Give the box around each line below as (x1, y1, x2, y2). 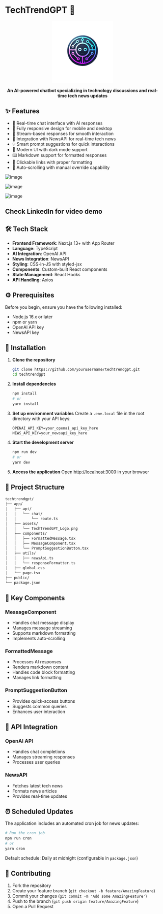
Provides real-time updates (12, 793, 67, 799)
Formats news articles (12, 788, 57, 794)
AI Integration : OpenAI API (12, 251, 67, 257)
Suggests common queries (12, 703, 67, 709)
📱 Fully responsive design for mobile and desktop (12, 125, 112, 131)
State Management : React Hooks (12, 271, 81, 277)
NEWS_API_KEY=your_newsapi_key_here (12, 430, 87, 435)
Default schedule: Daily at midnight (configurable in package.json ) (5, 855, 138, 861)
